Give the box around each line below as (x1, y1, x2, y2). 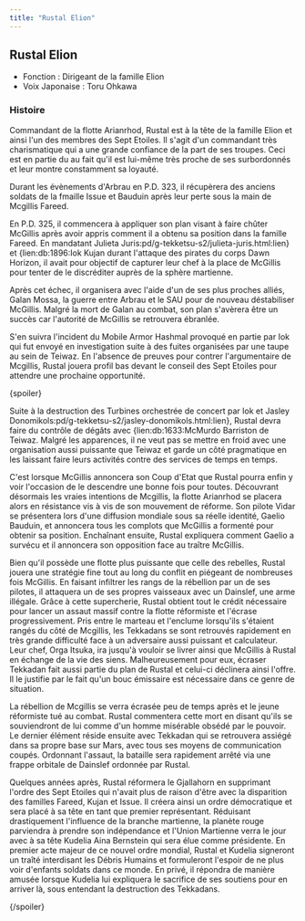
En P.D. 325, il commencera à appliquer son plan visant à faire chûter (9, 218, 269, 229)
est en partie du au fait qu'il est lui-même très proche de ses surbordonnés (9, 153, 291, 164)
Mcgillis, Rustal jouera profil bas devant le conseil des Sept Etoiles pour (9, 360, 278, 371)
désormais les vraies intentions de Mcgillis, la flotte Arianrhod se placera (9, 490, 282, 502)
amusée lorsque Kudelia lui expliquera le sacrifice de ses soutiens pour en (9, 874, 289, 884)
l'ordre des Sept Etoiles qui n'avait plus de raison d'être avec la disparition (9, 786, 288, 797)
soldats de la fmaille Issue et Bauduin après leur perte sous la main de (9, 191, 271, 202)
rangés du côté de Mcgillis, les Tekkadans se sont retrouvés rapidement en (9, 624, 291, 635)
